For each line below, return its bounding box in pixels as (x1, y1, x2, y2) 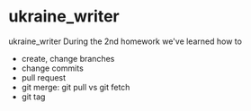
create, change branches (21, 53, 115, 64)
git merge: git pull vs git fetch (21, 81, 130, 92)
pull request (21, 72, 67, 82)
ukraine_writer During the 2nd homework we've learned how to (8, 36, 242, 47)
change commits (21, 63, 85, 73)
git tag (21, 91, 46, 102)
